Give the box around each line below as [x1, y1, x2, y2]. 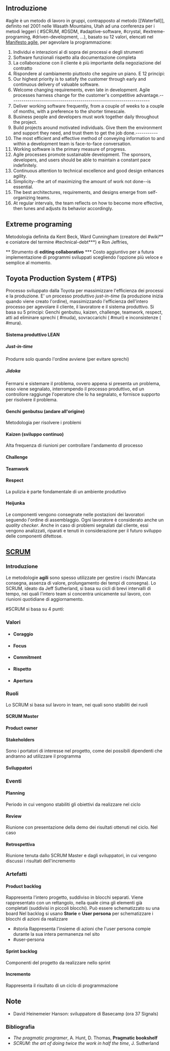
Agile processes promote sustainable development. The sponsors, [13, 151, 152, 157]
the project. [13, 119, 37, 125]
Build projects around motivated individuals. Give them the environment [13, 124, 162, 130]
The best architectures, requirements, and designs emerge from [13, 189, 147, 195]
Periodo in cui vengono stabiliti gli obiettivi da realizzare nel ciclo [6, 801, 141, 807]
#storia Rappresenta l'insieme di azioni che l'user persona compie [13, 926, 151, 932]
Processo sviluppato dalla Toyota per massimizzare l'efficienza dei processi [6, 288, 164, 294]
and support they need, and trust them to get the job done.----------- [13, 129, 158, 136]
